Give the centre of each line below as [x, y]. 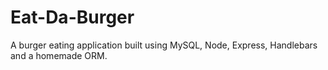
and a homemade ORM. [59, 55]
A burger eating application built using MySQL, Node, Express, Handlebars [164, 45]
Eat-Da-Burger [72, 17]
